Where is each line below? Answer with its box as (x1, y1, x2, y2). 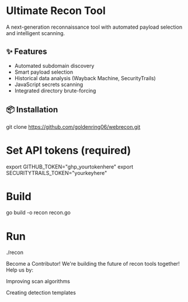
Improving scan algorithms (6, 278, 70, 285)
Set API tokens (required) (6, 143, 131, 157)
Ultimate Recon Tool (6, 4, 106, 18)
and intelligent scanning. (6, 29, 65, 36)
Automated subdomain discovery (14, 62, 95, 69)
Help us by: (6, 266, 34, 273)
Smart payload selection (14, 68, 74, 75)
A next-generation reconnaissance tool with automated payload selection (6, 23, 183, 30)
